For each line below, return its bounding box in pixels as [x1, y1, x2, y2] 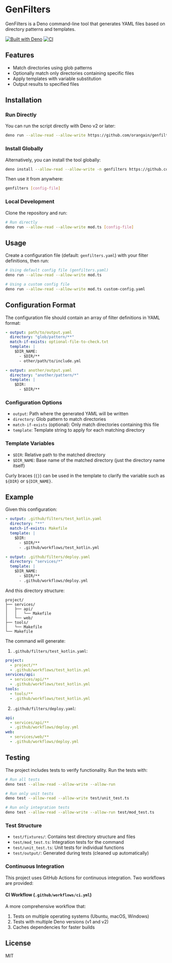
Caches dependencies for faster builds [12, 924, 95, 930]
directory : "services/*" [10, 559, 63, 564]
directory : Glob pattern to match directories [12, 416, 106, 422]
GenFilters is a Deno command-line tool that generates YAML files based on [5, 21, 165, 27]
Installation [5, 96, 42, 105]
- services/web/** [10, 734, 50, 739]
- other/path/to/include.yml [18, 358, 81, 363]
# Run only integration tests [5, 805, 70, 810]
